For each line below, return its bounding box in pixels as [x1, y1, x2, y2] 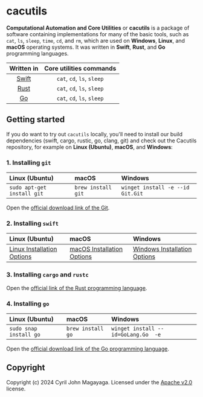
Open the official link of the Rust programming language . [6, 284, 147, 291]
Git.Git [121, 190, 143, 197]
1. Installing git [6, 158, 51, 167]
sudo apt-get [9, 184, 47, 191]
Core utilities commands [44, 64, 117, 72]
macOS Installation [69, 245, 123, 253]
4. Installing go [6, 299, 50, 308]
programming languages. [6, 49, 69, 57]
